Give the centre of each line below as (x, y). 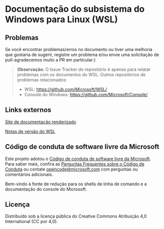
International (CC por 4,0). (31, 222)
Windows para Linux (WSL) (62, 19)
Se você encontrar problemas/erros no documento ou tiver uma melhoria (79, 49)
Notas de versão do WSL (30, 131)
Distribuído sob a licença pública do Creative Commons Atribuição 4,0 (76, 216)
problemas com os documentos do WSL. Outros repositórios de (81, 74)
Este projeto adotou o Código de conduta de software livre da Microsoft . (78, 159)
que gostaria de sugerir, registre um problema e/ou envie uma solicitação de (82, 55)
